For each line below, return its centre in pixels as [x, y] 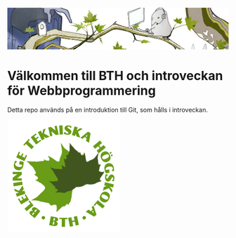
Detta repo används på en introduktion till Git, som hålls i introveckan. [108, 110]
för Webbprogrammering [81, 90]
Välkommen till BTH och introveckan [115, 75]
